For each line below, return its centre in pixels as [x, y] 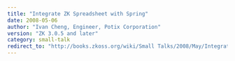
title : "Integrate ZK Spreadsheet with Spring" [78, 14]
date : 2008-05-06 [33, 20]
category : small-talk [39, 40]
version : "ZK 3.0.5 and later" [53, 33]
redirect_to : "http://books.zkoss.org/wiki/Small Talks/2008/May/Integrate [120, 46]
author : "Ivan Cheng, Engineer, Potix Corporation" [84, 27]
